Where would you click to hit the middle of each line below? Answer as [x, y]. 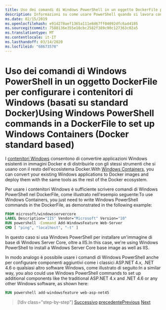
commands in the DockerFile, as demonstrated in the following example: [79, 205]
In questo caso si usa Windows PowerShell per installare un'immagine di [79, 237]
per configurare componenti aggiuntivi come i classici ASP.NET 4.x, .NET [80, 262]
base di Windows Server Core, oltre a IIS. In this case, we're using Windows [82, 243]
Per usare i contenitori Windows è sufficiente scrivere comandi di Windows [82, 189]
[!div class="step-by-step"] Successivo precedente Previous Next [84, 302]
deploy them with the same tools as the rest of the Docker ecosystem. [77, 179]
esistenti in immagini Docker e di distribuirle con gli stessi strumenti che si [80, 163]
